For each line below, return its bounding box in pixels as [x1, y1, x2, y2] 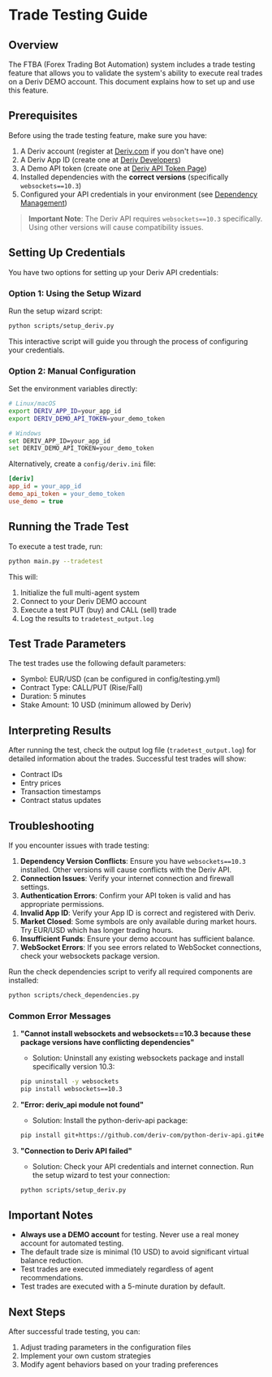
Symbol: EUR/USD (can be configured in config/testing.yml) [19, 674, 221, 684]
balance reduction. [19, 1256, 84, 1266]
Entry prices [19, 778, 62, 788]
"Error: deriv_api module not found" [19, 1099, 145, 1109]
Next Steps [8, 1305, 66, 1319]
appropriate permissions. [19, 899, 105, 909]
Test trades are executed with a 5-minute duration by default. [19, 1281, 226, 1292]
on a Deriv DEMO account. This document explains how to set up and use [8, 77, 256, 86]
